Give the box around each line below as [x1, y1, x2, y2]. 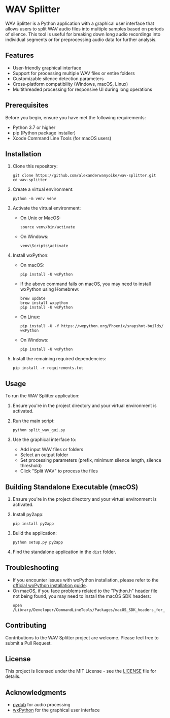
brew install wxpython [20, 300, 69, 305]
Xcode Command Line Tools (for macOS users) [12, 135, 112, 141]
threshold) [20, 463, 42, 469]
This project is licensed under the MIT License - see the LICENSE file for [5, 668, 156, 674]
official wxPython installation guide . [12, 582, 87, 588]
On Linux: [20, 314, 41, 320]
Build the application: [12, 530, 57, 536]
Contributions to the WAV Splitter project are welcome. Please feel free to [5, 634, 159, 640]
